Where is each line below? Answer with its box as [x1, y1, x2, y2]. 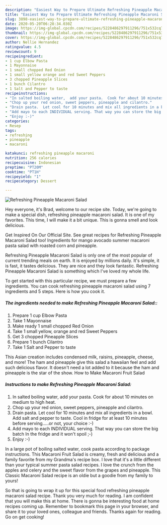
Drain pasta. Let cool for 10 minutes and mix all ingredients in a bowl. [12, 410, 153, 416]
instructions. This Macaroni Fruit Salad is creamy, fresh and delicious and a [5, 451, 159, 457]
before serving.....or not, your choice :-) [12, 420, 94, 427]
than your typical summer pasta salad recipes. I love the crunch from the [5, 462, 154, 468]
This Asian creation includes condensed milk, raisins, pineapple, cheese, [5, 354, 154, 360]
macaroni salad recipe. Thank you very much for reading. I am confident [5, 493, 153, 499]
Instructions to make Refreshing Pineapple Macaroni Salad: [5, 381, 132, 387]
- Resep [5, 123, 21, 128]
